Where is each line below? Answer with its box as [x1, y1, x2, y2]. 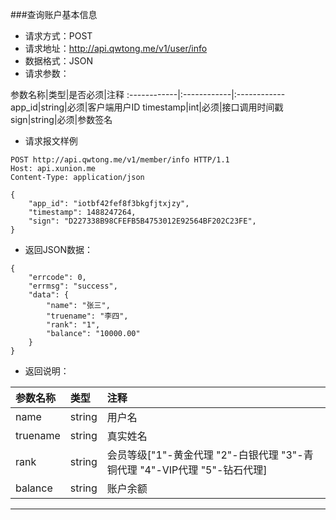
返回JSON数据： [24, 244, 94, 255]
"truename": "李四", [46, 311, 129, 321]
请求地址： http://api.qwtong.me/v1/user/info [24, 43, 208, 54]
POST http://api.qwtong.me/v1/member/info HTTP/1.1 [10, 155, 230, 165]
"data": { [28, 290, 70, 300]
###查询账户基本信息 [10, 9, 98, 20]
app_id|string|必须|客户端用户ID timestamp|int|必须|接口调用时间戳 [10, 101, 284, 113]
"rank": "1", [46, 320, 101, 330]
